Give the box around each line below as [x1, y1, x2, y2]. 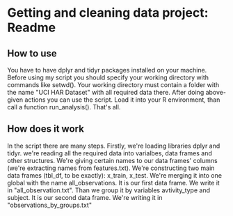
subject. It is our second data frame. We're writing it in [7, 193, 163, 201]
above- [205, 88, 226, 96]
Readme [7, 20, 56, 36]
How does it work [7, 123, 85, 135]
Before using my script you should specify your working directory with [7, 73, 209, 82]
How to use [7, 47, 57, 59]
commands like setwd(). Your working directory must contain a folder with [7, 81, 220, 88]
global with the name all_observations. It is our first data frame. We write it [7, 178, 220, 187]
